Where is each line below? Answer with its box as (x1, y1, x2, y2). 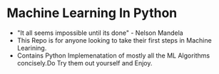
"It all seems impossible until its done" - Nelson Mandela (16, 28, 183, 37)
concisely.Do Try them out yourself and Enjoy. (16, 58, 153, 67)
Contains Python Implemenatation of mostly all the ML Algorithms (16, 51, 210, 60)
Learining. (16, 43, 47, 52)
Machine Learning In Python (6, 5, 178, 21)
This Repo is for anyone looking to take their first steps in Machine (16, 36, 212, 44)
